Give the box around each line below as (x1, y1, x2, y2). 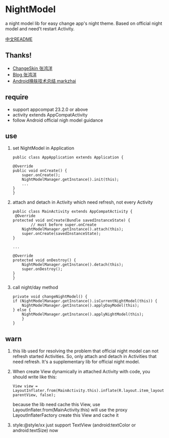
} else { (12, 307, 31, 312)
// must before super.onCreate (31, 222, 97, 227)
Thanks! (5, 51, 32, 60)
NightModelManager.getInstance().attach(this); (22, 227, 124, 232)
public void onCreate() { (12, 168, 67, 173)
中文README (5, 36, 33, 42)
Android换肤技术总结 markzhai (12, 77, 77, 84)
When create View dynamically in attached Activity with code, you (12, 369, 150, 375)
